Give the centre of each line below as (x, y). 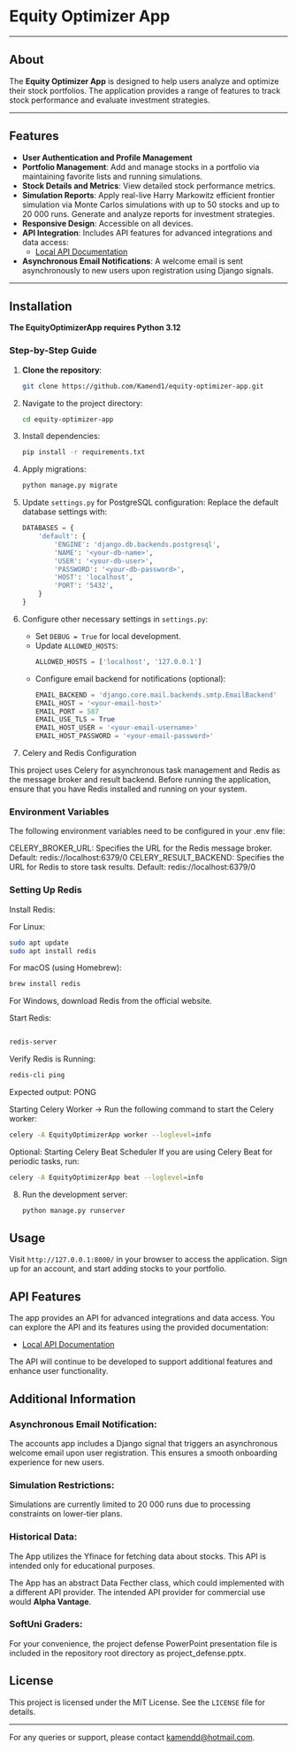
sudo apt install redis (53, 951)
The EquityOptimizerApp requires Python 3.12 (95, 328)
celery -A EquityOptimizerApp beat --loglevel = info (106, 1177)
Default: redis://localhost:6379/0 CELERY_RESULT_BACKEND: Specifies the (147, 858)
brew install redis (45, 984)
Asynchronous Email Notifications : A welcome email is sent (132, 261)
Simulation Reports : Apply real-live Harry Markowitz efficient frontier (148, 195)
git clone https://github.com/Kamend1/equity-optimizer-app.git (143, 386)
